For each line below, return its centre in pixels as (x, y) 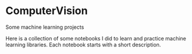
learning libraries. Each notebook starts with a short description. (83, 45)
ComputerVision (47, 11)
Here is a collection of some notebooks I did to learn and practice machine (96, 38)
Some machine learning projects (45, 27)
